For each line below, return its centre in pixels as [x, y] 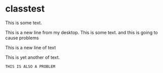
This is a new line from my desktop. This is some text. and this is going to [81, 32]
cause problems [22, 38]
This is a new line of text [31, 47]
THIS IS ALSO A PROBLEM [30, 66]
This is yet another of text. [33, 57]
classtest [25, 9]
